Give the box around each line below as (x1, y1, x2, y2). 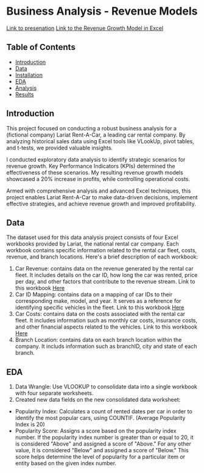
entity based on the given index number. (15, 460, 117, 467)
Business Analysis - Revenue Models (6, 4, 198, 18)
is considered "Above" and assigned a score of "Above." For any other (15, 440, 192, 447)
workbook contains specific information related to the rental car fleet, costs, (6, 247, 197, 254)
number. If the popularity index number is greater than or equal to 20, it (15, 434, 194, 441)
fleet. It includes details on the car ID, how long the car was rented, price (15, 271, 198, 279)
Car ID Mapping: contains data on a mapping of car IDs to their (15, 291, 173, 298)
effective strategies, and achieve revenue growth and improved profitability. (6, 200, 196, 207)
